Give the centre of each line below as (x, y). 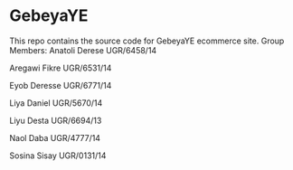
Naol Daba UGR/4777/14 (55, 137)
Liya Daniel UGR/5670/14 (56, 103)
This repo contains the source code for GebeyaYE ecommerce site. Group (147, 41)
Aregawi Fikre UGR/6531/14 (61, 68)
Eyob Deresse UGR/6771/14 (61, 85)
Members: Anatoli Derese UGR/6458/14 (83, 50)
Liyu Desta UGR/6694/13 (56, 120)
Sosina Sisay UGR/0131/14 (58, 156)
